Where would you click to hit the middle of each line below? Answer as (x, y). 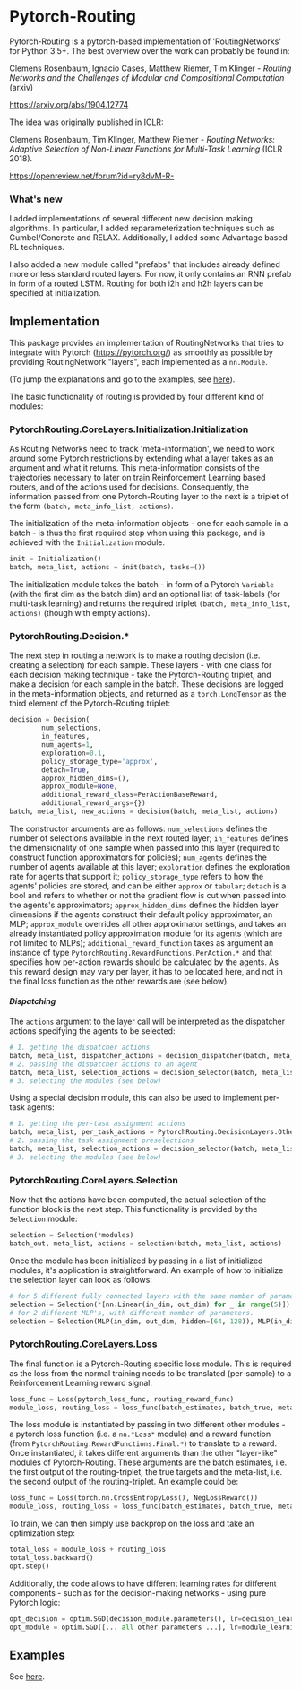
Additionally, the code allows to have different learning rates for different (143, 1583)
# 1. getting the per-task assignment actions (98, 1124)
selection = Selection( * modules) (72, 1235)
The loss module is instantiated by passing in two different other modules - (147, 1425)
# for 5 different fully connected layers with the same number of (138, 1296)
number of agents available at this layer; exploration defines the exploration (150, 866)
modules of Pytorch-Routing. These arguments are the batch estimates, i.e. (148, 1462)
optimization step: (43, 1533)
